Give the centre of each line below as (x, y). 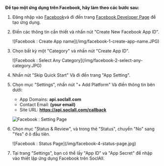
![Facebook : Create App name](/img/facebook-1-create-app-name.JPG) (86, 41)
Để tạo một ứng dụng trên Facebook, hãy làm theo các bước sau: (72, 8)
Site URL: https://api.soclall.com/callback (63, 110)
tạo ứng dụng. (26, 22)
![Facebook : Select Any (36, 60)
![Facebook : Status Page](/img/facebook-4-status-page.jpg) (74, 143)
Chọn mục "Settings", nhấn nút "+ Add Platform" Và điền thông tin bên (83, 84)
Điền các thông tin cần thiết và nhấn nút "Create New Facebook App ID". (86, 32)
